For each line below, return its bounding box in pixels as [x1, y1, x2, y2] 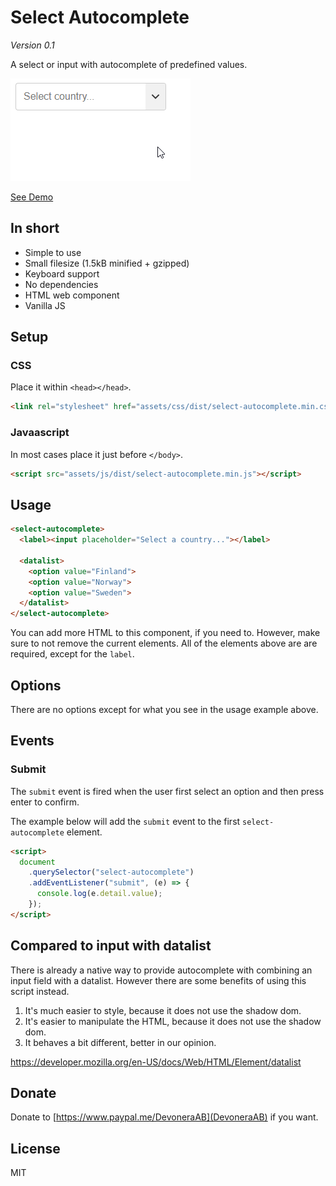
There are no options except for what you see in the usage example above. [10, 703, 319, 715]
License [10, 1140, 61, 1157]
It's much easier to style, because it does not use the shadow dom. [24, 1004, 302, 1016]
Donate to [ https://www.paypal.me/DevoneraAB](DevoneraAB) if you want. [10, 1111, 319, 1123]
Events [10, 732, 55, 750]
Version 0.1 [10, 39, 55, 51]
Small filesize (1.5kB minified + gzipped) [24, 257, 190, 269]
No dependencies [24, 278, 99, 290]
